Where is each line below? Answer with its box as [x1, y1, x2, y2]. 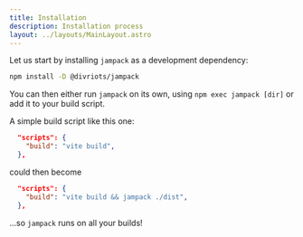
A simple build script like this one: [9, 116, 135, 127]
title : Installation [9, 13, 88, 23]
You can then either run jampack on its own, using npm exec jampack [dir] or [9, 89, 294, 100]
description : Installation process [9, 22, 144, 31]
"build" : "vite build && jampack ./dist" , [25, 192, 188, 202]
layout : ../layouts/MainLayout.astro [9, 30, 152, 39]
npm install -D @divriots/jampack [9, 72, 140, 81]
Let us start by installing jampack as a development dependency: [9, 55, 249, 66]
